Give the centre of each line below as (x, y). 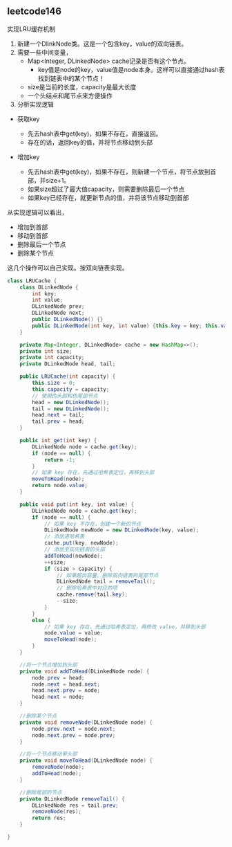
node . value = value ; (74, 633)
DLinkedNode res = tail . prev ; (75, 805)
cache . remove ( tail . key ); (92, 594)
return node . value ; (60, 486)
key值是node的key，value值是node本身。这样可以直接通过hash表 (131, 69)
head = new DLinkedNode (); (71, 402)
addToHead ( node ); (57, 774)
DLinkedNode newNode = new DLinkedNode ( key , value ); (121, 530)
